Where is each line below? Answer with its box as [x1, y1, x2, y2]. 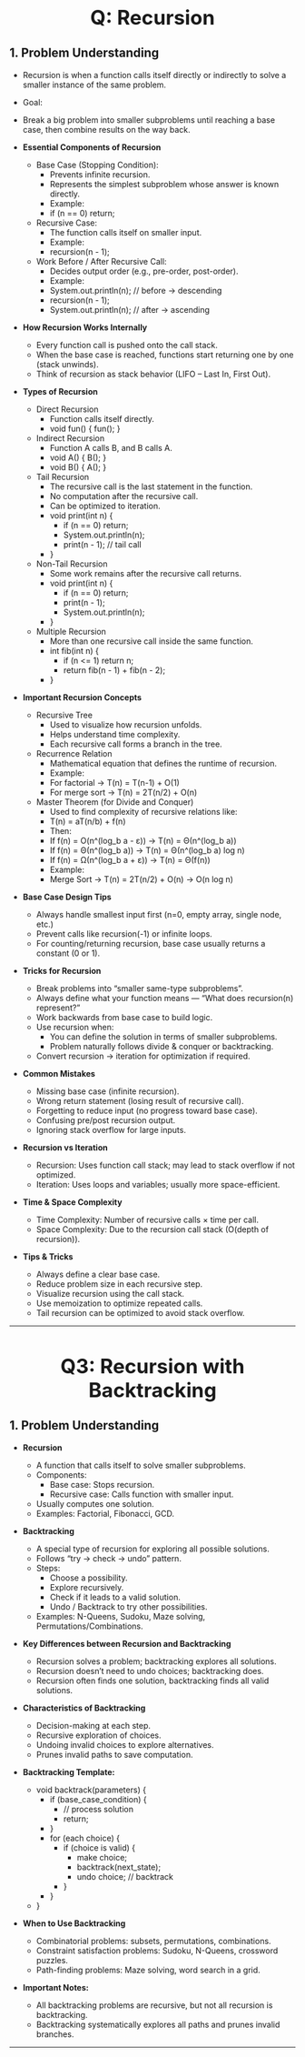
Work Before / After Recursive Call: [35, 256, 167, 266]
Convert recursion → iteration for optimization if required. [35, 1050, 251, 1061]
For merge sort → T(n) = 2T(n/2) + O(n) [49, 787, 198, 798]
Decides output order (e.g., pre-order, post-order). [49, 266, 239, 276]
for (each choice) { [49, 1832, 121, 1843]
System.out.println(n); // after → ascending [49, 304, 211, 315]
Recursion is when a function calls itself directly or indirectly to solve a [22, 69, 287, 80]
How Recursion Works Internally [22, 322, 148, 333]
